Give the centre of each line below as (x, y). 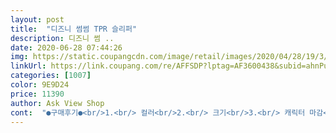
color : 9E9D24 (40, 85)
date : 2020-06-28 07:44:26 (66, 47)
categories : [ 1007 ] (51, 76)
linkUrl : (28, 66)
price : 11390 (37, 94)
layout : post (37, 19)
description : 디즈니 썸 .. (62, 38)
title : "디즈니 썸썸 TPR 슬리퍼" (74, 29)
